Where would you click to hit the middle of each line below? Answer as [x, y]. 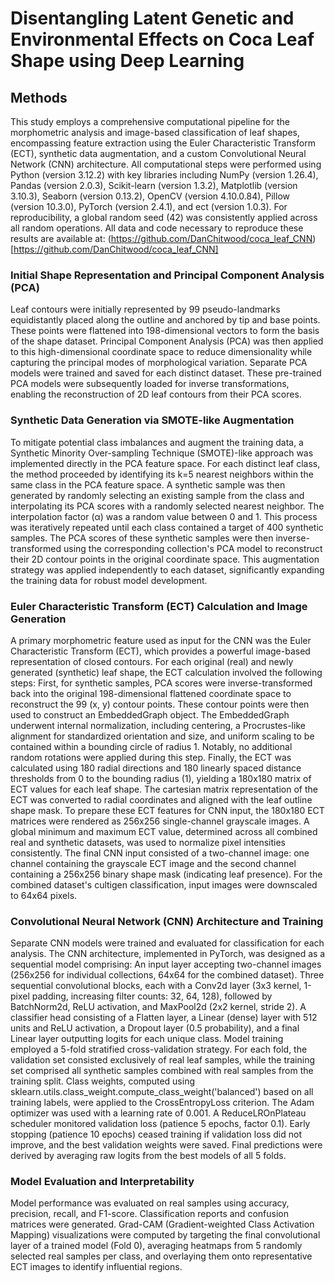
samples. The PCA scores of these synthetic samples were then [142, 538]
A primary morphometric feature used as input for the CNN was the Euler [161, 640]
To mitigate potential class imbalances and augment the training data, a [157, 442]
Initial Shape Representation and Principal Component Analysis [167, 275]
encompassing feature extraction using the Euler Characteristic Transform [163, 143]
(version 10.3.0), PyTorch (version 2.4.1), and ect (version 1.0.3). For [149, 206]
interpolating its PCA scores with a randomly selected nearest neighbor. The [167, 506]
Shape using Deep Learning [127, 61]
